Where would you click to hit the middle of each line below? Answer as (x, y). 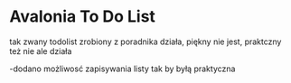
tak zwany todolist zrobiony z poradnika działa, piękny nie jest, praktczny (145, 41)
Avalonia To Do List (83, 17)
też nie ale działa (41, 51)
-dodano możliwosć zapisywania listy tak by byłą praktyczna (122, 69)
